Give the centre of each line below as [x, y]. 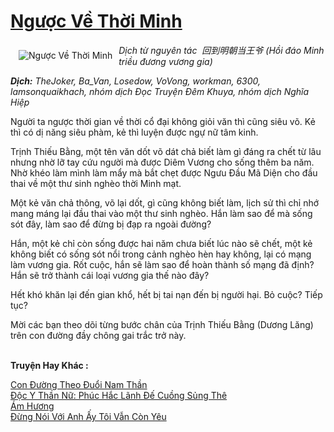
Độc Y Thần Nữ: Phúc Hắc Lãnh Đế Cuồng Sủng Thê [119, 395]
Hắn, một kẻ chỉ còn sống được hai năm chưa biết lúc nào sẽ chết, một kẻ [161, 243]
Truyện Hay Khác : [49, 365]
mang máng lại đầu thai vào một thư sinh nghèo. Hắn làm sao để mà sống [161, 213]
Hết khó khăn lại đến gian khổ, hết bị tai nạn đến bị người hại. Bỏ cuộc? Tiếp [166, 294]
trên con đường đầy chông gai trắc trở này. [98, 335]
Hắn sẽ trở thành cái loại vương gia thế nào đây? [110, 275]
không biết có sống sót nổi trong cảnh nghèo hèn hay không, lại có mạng [161, 254]
